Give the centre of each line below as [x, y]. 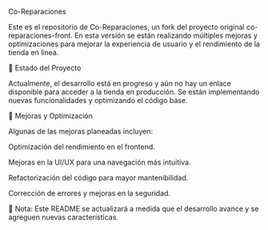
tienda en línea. [34, 52]
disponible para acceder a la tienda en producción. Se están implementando [134, 92]
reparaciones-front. [41, 36]
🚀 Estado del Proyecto [45, 68]
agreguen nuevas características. [63, 217]
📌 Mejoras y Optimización [51, 116]
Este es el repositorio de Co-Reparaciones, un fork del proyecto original [127, 27]
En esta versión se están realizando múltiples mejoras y [166, 36]
